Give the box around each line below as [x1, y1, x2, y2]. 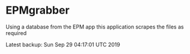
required [5, 29, 27, 36]
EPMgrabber [5, 4, 70, 17]
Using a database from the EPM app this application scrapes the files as [5, 23, 184, 30]
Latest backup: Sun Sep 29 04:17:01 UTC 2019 [5, 41, 121, 48]
